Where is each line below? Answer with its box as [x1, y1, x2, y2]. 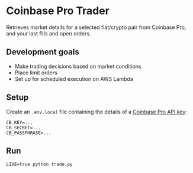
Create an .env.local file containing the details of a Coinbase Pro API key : [6, 108, 188, 115]
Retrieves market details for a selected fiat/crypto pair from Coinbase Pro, [6, 24, 186, 31]
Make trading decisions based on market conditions [14, 63, 141, 70]
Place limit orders [14, 69, 57, 76]
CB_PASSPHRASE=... [6, 130, 52, 136]
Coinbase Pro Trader [6, 4, 110, 18]
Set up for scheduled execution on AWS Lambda [14, 75, 133, 82]
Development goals [6, 47, 80, 57]
